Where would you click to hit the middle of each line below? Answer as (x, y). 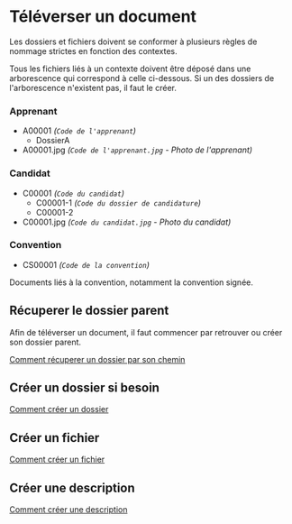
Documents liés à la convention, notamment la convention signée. (132, 282)
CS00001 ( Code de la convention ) (86, 264)
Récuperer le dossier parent (89, 311)
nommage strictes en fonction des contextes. (93, 51)
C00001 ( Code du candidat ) (73, 193)
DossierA (53, 141)
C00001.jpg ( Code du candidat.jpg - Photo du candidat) (127, 222)
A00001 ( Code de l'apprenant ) (79, 131)
